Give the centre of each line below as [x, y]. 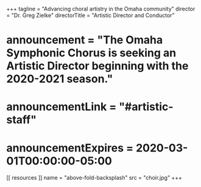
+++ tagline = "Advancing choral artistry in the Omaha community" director [101, 9]
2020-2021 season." [60, 79]
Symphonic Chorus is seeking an [91, 53]
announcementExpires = [70, 148]
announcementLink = [62, 107]
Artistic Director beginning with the [97, 66]
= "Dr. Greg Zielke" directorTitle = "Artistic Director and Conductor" [90, 15]
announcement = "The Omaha [85, 40]
